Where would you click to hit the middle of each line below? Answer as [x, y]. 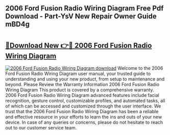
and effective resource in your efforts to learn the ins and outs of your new [84, 117]
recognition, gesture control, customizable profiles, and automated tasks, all [85, 101]
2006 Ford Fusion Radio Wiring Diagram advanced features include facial [82, 95]
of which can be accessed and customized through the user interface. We [83, 106]
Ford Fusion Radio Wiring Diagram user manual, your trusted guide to [78, 74]
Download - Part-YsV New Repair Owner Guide [81, 17]
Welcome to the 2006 [140, 68]
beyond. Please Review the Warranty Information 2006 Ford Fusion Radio [82, 84]
